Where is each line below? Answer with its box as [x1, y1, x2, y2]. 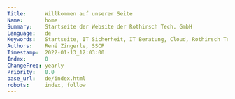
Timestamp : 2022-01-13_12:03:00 [7, 49, 105, 56]
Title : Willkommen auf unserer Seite [7, 10, 133, 17]
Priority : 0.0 [7, 68, 55, 75]
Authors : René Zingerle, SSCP [7, 43, 105, 49]
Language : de [7, 29, 52, 37]
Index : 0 [7, 56, 49, 63]
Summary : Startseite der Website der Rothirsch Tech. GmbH [7, 23, 192, 30]
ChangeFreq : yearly [7, 62, 64, 69]
